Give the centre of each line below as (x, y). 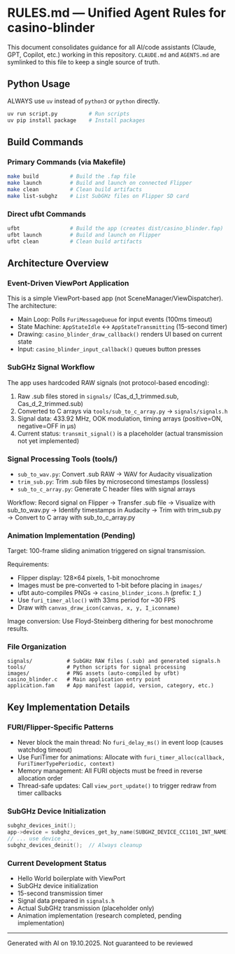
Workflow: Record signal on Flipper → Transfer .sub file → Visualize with (111, 503)
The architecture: (32, 306)
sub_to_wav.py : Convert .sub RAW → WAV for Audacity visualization (115, 474)
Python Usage (39, 84)
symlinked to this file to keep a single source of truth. (84, 62)
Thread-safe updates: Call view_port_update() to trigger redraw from (117, 786)
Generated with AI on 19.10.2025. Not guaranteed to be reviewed (100, 944)
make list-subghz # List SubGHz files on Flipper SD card (98, 196)
